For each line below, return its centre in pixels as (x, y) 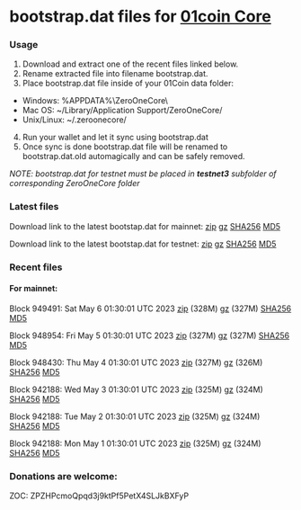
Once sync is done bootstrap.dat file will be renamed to (125, 147)
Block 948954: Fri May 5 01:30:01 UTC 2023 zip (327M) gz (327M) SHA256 (150, 336)
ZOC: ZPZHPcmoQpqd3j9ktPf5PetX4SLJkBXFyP (99, 496)
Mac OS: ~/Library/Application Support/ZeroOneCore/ (122, 111)
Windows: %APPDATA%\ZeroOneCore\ (95, 101)
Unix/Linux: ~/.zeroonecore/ (75, 120)
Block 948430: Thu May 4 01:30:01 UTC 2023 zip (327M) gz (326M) (136, 362)
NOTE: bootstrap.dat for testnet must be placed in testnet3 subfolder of (143, 174)
